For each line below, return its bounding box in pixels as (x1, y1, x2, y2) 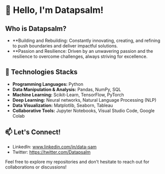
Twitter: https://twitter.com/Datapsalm (12, 149, 91, 155)
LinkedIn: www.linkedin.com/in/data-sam (12, 144, 97, 150)
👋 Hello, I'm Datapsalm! (5, 4, 104, 16)
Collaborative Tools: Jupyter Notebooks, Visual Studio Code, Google (12, 107, 155, 114)
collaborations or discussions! (5, 164, 67, 170)
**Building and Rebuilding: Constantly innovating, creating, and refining (12, 37, 161, 43)
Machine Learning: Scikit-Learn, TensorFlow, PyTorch (12, 92, 124, 98)
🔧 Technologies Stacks (5, 68, 78, 76)
